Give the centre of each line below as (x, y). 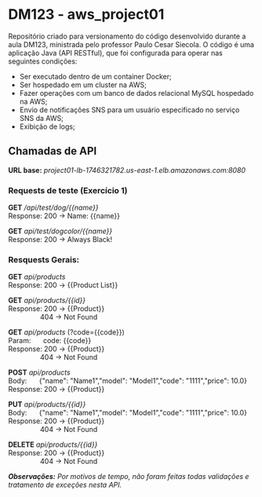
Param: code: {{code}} (50, 341)
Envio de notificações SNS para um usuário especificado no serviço (129, 110)
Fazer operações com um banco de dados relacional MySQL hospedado (136, 93)
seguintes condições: (43, 61)
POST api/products (39, 373)
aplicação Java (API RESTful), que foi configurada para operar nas (116, 53)
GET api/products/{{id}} (47, 301)
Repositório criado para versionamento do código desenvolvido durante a (127, 36)
